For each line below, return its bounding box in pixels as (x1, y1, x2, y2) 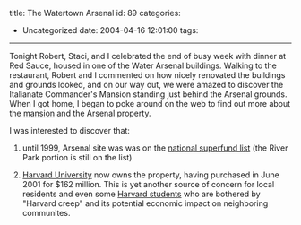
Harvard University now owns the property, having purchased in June (21, 169, 279, 180)
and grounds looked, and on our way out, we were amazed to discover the (9, 80, 284, 90)
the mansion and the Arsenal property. (9, 108, 151, 118)
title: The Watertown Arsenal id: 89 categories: (9, 8, 181, 18)
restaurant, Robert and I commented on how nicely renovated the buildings (9, 70, 286, 80)
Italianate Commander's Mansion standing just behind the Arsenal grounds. (9, 89, 288, 100)
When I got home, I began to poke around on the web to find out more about (9, 99, 291, 108)
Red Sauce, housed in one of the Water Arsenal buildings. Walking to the (9, 60, 278, 71)
